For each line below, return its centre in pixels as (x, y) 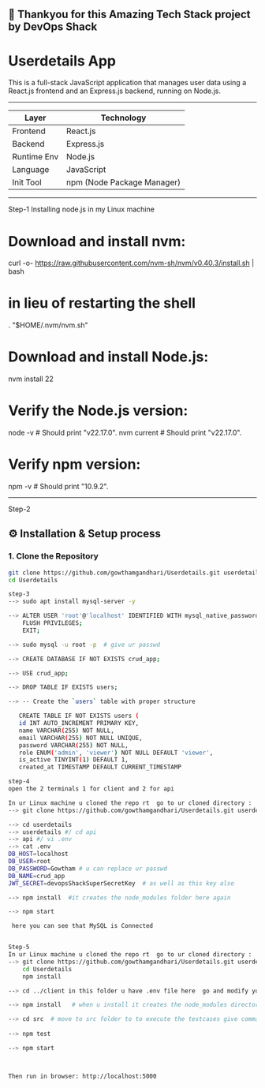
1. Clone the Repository (53, 556)
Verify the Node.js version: (98, 411)
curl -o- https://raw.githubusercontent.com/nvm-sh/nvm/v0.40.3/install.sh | (131, 263)
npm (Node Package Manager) (123, 182)
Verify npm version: (75, 464)
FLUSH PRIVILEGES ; (52, 623)
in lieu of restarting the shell (102, 303)
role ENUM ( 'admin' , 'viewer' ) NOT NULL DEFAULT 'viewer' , (116, 753)
